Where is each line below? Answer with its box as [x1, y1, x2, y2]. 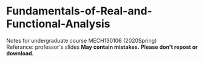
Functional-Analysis [6, 17, 110, 31]
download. [6, 49, 34, 57]
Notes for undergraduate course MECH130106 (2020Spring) [6, 37, 157, 44]
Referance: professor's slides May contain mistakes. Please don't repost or [6, 43, 198, 51]
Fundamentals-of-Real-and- [6, 4, 153, 18]
